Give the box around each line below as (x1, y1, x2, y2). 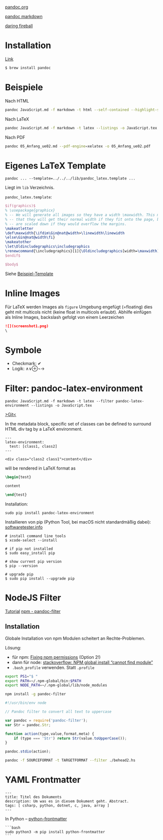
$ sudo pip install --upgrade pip (5, 576, 75, 581)
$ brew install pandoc (5, 65, 51, 70)
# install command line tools (5, 533, 66, 539)
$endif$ (5, 253, 21, 258)
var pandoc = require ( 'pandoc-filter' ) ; (5, 718, 88, 723)
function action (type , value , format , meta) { (5, 731, 95, 736)
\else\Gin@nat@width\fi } (5, 235, 55, 240)
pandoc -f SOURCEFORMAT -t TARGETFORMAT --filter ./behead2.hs (5, 758, 136, 763)
